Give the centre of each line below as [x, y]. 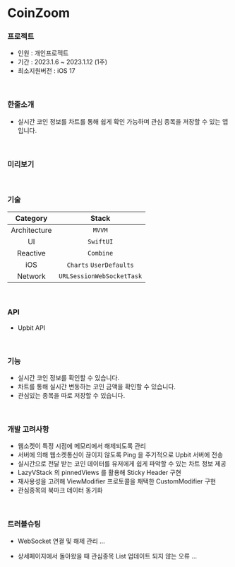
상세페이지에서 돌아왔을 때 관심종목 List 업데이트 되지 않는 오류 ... [107, 556]
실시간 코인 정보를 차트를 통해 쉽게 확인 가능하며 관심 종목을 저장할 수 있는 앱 [123, 121]
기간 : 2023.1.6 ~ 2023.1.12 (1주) [62, 62]
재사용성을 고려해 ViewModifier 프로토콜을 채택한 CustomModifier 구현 [117, 481]
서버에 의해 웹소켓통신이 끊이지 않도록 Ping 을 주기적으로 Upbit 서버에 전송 [120, 455]
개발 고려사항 [28, 429]
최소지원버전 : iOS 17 [46, 71]
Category [31, 219]
